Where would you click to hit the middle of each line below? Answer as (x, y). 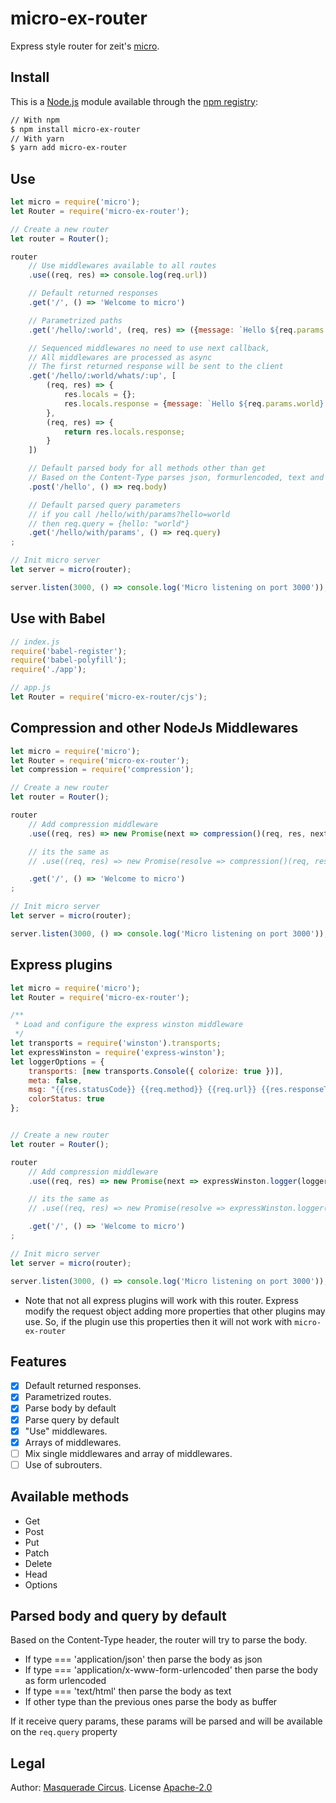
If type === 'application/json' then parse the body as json (143, 1659)
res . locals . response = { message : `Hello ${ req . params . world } (194, 403)
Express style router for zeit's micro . (85, 46)
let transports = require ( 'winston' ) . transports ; (116, 1043)
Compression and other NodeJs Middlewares (154, 728)
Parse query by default (72, 1419)
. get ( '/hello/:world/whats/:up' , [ (102, 376)
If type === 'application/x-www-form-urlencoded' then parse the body (171, 1670)
